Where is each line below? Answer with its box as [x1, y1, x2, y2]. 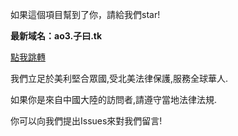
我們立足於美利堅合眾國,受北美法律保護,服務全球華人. [10, 73, 229, 84]
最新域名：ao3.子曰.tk [10, 30, 103, 42]
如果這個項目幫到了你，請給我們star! [10, 9, 161, 20]
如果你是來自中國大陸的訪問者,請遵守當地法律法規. [10, 94, 218, 105]
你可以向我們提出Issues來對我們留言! [10, 115, 163, 127]
